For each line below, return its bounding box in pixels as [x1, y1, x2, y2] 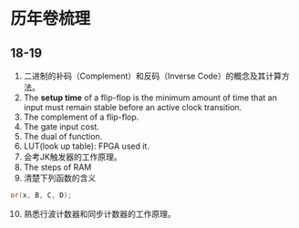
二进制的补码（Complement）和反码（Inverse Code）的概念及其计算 [23, 70, 282, 81]
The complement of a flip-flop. [23, 111, 139, 122]
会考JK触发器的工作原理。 [23, 151, 122, 162]
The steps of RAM [23, 161, 92, 172]
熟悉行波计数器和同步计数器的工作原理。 [23, 208, 176, 219]
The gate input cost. [23, 121, 99, 132]
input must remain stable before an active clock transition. [23, 102, 242, 112]
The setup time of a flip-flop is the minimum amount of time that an [23, 92, 277, 103]
